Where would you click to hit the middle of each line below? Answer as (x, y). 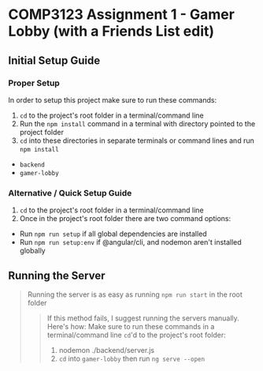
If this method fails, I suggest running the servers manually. (143, 318)
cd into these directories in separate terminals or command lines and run (137, 141)
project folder (42, 132)
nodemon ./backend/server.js (107, 350)
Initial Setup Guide (54, 60)
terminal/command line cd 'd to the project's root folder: (136, 335)
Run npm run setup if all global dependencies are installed (113, 234)
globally (32, 251)
